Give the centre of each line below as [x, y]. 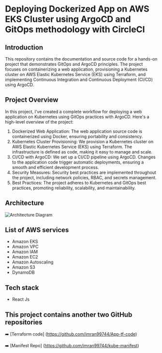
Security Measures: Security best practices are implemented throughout [84, 172]
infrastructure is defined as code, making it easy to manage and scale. [82, 152]
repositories [24, 322]
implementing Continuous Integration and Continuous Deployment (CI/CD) [79, 79]
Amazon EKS [25, 242]
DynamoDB [23, 273]
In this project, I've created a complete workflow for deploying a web [74, 111]
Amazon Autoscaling [33, 262]
